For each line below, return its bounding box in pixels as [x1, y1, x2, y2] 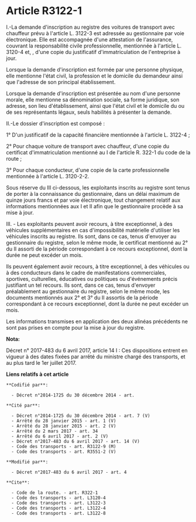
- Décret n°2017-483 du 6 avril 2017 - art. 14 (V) [11, 438, 140, 444]
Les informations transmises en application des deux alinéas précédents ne [6, 318, 188, 325]
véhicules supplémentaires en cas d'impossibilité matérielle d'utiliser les [6, 226, 180, 233]
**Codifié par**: [6, 382, 49, 388]
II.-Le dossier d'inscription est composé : [6, 120, 105, 127]
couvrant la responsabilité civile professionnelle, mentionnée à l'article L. [6, 42, 182, 49]
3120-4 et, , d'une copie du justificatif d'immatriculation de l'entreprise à [6, 48, 181, 55]
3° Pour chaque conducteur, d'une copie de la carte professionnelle [6, 166, 170, 174]
